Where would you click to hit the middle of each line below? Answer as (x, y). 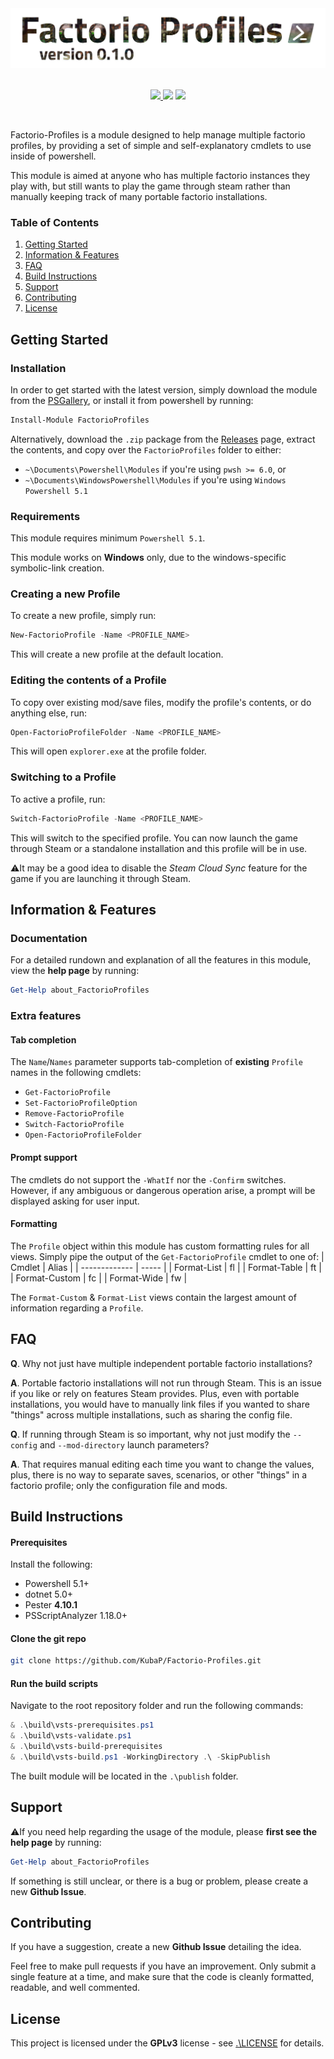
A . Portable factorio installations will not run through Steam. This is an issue (166, 1383)
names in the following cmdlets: (76, 1073)
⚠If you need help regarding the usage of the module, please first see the (164, 1831)
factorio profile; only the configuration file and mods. (119, 1485)
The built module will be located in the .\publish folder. (124, 1776)
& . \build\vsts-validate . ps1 (71, 1736)
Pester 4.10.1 (51, 1605)
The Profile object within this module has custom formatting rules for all (160, 1246)
